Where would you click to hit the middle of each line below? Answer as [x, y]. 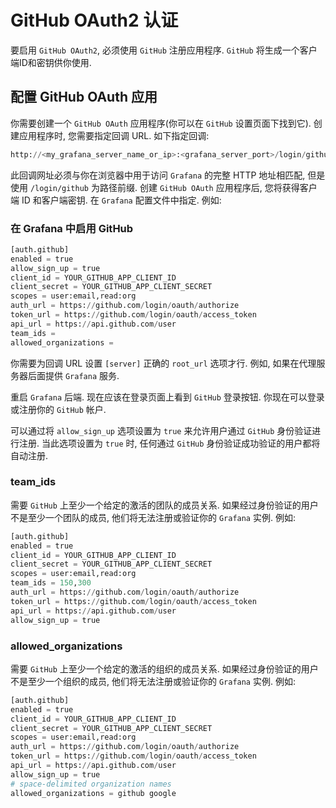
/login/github [59, 188]
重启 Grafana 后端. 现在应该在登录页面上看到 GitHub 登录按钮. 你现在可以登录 [167, 397]
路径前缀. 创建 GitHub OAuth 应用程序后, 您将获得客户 [208, 187]
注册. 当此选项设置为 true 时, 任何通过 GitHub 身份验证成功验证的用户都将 [169, 443]
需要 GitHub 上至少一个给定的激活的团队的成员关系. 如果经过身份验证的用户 [164, 505]
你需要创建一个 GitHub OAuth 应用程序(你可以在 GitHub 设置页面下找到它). [161, 123]
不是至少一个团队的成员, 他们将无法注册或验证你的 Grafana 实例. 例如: [153, 517]
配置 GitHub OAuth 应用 [84, 97]
